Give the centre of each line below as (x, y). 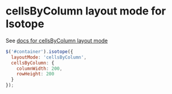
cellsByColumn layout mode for (86, 11)
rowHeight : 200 (35, 74)
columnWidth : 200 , (39, 68)
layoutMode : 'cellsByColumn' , (49, 57)
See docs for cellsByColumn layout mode (57, 40)
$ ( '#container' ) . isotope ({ (39, 52)
